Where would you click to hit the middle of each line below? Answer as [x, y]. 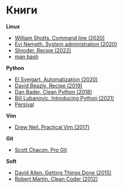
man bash [27, 56]
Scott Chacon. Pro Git [41, 150]
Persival [24, 104]
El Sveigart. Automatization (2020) [56, 79]
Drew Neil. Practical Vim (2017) [52, 127]
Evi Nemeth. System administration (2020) [66, 44]
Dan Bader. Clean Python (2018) [53, 92]
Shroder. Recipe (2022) [43, 50]
